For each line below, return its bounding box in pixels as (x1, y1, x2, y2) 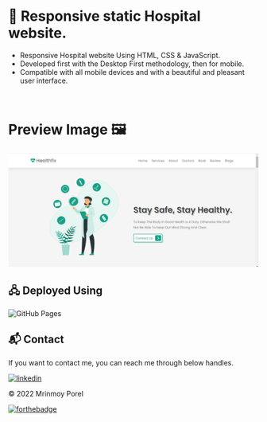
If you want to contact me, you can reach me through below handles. (8, 358, 234, 367)
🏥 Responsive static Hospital (8, 7, 201, 25)
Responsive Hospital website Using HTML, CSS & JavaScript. (19, 50, 221, 60)
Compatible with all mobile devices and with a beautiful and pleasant (19, 67, 245, 76)
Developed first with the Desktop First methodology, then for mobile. (19, 59, 245, 68)
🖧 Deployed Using (8, 283, 103, 297)
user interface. (19, 76, 68, 85)
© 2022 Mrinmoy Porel (8, 389, 83, 398)
